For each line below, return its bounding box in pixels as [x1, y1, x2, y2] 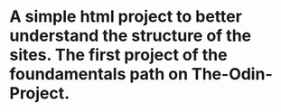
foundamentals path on [9, 64, 188, 85]
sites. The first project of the [9, 45, 228, 65]
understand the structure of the [9, 25, 252, 46]
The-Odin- [191, 64, 273, 85]
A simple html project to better [9, 6, 242, 27]
